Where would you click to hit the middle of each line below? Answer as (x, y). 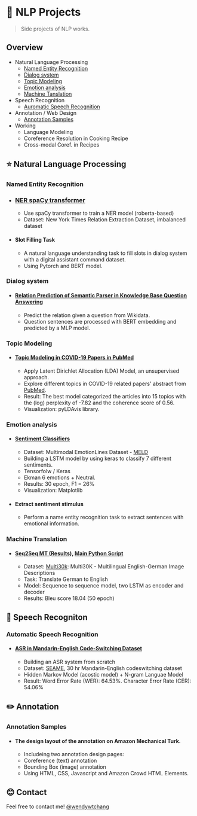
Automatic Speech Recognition (52, 634)
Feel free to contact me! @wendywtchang (58, 806)
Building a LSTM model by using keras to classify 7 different (98, 458)
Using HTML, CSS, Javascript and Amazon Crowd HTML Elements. (106, 774)
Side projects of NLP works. (55, 29)
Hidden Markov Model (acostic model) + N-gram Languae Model (103, 674)
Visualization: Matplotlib (53, 490)
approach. (36, 377)
